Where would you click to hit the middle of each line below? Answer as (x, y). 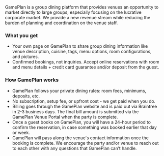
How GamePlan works (32, 80)
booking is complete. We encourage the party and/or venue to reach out (85, 143)
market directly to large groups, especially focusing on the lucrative (73, 12)
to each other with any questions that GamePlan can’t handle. (74, 148)
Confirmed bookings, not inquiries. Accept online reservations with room (86, 62)
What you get (22, 35)
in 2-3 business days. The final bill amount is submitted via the (75, 111)
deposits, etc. (26, 96)
